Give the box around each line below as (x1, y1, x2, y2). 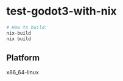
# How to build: (6, 24, 47, 30)
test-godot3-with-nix (6, 4, 117, 18)
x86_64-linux (6, 69, 40, 76)
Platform (6, 52, 40, 63)
